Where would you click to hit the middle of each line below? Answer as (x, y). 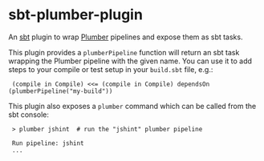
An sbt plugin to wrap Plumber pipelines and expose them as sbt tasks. (126, 37)
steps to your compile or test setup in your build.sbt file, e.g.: (111, 69)
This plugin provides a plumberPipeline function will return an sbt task (124, 52)
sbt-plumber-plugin (75, 15)
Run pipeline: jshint (48, 143)
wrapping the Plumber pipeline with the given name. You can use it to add (130, 61)
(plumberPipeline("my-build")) (61, 91)
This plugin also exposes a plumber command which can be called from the (132, 106)
